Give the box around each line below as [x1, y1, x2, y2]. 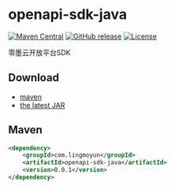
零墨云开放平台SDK [8, 47, 71, 57]
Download [8, 71, 59, 84]
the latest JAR [19, 100, 65, 109]
